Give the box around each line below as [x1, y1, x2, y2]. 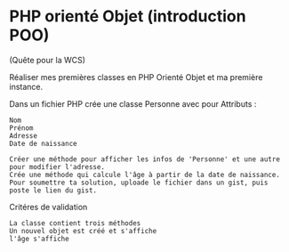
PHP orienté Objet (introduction [9, 6, 246, 27]
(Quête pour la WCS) [9, 54, 86, 65]
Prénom [9, 123, 34, 133]
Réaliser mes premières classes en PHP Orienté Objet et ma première [9, 71, 263, 82]
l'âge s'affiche [9, 234, 69, 243]
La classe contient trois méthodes [9, 218, 141, 228]
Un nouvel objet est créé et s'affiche [9, 226, 157, 235]
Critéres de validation [9, 201, 88, 212]
